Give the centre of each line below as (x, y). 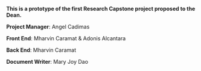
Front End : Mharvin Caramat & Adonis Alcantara (66, 38)
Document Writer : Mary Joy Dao (47, 62)
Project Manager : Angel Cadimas (48, 27)
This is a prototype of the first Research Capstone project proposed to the (101, 9)
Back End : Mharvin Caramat (41, 50)
